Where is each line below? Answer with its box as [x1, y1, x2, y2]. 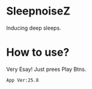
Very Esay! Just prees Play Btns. [6, 65, 87, 73]
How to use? [6, 45, 70, 59]
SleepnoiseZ [6, 4, 71, 18]
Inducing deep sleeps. [6, 24, 61, 31]
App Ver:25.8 [6, 77, 39, 83]
